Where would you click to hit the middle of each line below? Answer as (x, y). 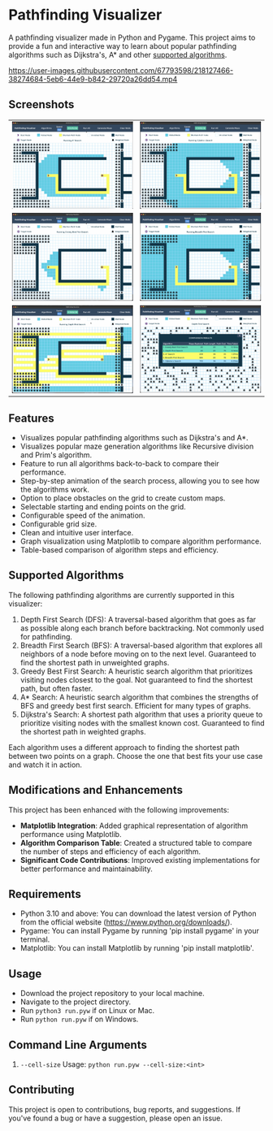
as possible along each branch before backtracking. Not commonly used (142, 628)
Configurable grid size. (58, 524)
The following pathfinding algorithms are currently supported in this (121, 595)
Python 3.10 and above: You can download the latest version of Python (138, 914)
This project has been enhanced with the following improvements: (119, 809)
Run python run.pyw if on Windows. (79, 1019)
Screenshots (41, 104)
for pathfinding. (46, 636)
